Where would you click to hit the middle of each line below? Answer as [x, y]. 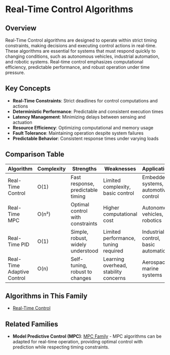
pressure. [15, 73]
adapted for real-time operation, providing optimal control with [78, 342]
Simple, [79, 232]
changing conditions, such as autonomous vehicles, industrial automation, [82, 56]
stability [113, 271]
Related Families [32, 324]
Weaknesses [120, 168]
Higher [111, 207]
